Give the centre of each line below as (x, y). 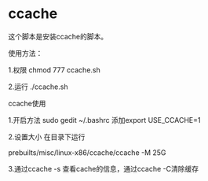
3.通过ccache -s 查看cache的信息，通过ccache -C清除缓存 (103, 168)
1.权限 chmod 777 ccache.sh (54, 70)
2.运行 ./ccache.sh (38, 87)
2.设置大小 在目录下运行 (47, 137)
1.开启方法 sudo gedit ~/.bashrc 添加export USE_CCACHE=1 (104, 120)
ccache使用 (27, 103)
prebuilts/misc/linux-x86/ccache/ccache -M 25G (87, 152)
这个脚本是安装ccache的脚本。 (58, 36)
